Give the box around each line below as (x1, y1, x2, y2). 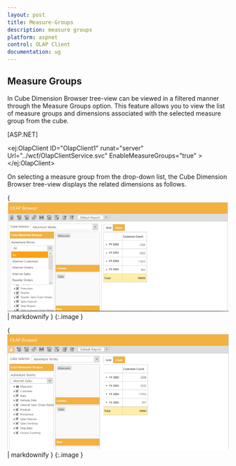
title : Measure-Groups (7, 18, 74, 26)
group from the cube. (7, 116, 69, 125)
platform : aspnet (7, 34, 58, 41)
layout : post (7, 11, 46, 18)
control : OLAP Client (7, 41, 71, 49)
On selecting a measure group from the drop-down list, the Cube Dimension (7, 172, 228, 181)
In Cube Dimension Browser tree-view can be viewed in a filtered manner (7, 94, 220, 102)
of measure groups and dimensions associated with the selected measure (7, 109, 221, 118)
